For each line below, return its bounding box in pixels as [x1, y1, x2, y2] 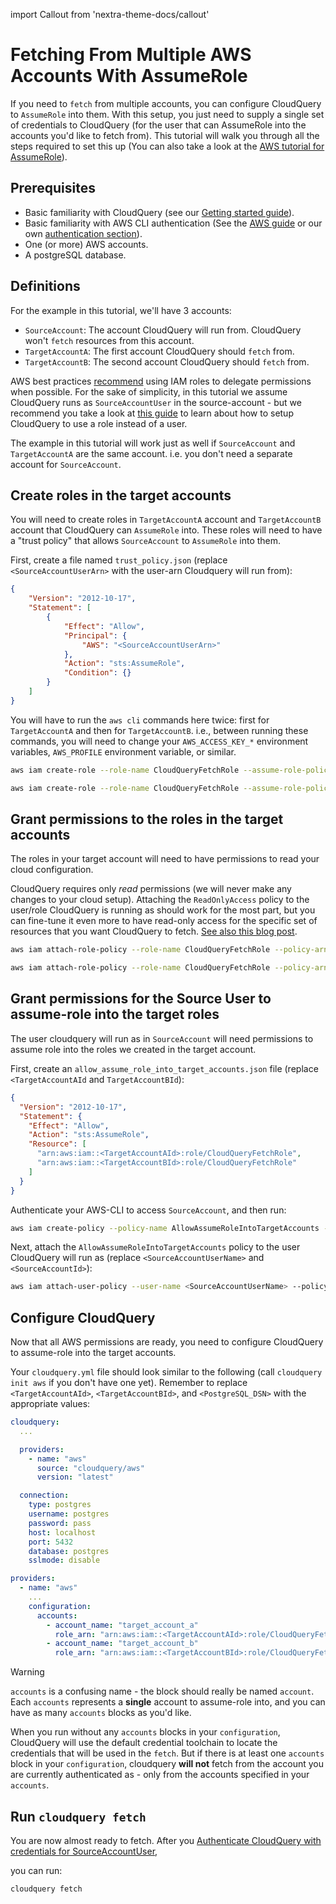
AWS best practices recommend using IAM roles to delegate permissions [10, 375, 312, 387]
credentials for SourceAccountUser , [10, 1845, 158, 1857]
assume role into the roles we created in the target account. [10, 1043, 257, 1055]
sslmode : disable [28, 1555, 101, 1566]
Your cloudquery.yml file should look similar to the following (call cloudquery [10, 1366, 323, 1378]
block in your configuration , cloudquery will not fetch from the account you [10, 1758, 324, 1770]
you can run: [10, 1865, 63, 1876]
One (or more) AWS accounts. [24, 238, 149, 250]
